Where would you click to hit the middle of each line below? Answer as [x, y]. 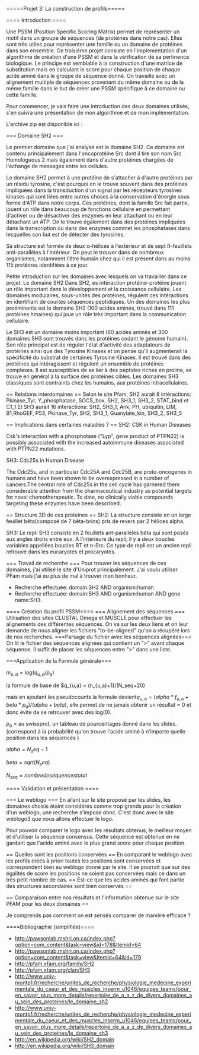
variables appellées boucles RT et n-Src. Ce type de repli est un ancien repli [99, 545]
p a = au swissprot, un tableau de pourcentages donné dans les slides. [92, 725]
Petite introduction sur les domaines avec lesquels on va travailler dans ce [97, 276]
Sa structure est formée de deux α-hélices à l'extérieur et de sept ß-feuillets [99, 246]
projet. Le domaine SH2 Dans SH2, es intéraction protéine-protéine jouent [96, 283]
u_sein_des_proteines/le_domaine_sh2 [61, 1002]
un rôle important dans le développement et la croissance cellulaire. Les [94, 289]
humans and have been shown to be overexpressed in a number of [88, 478]
